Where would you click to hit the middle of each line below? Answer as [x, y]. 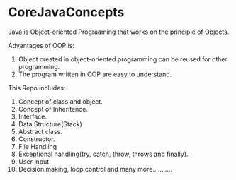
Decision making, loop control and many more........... [95, 169]
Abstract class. [40, 131]
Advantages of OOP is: [41, 45]
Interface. [32, 116]
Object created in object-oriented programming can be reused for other [123, 59]
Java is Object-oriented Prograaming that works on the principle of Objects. [119, 32]
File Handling [38, 146]
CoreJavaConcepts [66, 12]
